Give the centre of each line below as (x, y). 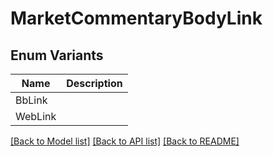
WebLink (36, 116)
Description (94, 83)
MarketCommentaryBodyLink (136, 18)
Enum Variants (57, 55)
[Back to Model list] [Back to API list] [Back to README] (125, 141)
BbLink (31, 100)
